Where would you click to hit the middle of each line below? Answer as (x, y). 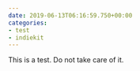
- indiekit (26, 37)
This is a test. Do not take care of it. (66, 60)
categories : (28, 23)
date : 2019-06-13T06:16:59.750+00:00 (70, 15)
